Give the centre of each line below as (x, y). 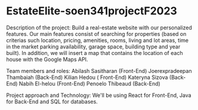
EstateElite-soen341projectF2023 (92, 11)
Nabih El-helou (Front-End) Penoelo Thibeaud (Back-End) (90, 83)
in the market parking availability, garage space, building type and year (93, 47)
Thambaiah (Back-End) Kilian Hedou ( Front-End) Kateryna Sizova (87, 77)
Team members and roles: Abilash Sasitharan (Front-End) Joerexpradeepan (99, 71)
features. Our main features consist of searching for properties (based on (96, 33)
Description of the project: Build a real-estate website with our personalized (99, 27)
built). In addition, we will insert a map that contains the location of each (95, 53)
